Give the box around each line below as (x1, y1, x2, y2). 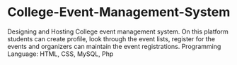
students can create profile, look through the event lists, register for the (7, 34, 216, 43)
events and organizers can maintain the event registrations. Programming (7, 42, 221, 50)
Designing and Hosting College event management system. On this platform (7, 27, 229, 36)
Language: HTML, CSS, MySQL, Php (7, 50, 114, 58)
